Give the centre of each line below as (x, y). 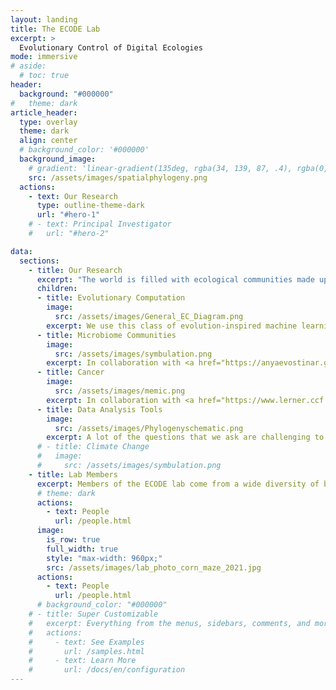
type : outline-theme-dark (90, 206)
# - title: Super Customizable (93, 614)
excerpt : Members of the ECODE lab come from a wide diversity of (178, 484)
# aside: (28, 66)
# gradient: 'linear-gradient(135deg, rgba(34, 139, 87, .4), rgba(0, (178, 168)
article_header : (44, 112)
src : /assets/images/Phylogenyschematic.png (149, 428)
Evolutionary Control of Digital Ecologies (111, 47)
